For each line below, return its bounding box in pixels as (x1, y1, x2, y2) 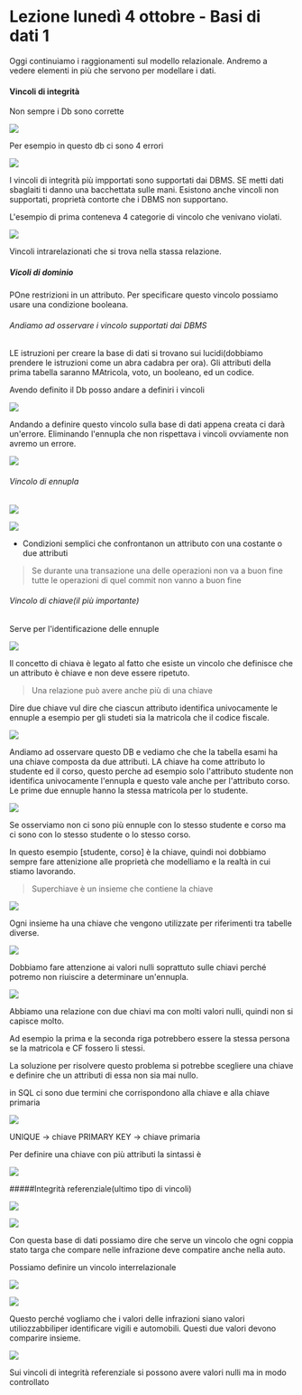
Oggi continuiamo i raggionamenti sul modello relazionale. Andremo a (9, 55, 268, 66)
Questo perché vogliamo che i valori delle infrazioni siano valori (9, 1313, 245, 1324)
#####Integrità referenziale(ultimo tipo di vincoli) (9, 1183, 192, 1194)
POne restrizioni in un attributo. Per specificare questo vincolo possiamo (9, 289, 279, 300)
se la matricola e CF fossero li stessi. (9, 1042, 146, 1053)
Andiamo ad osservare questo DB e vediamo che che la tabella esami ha (9, 746, 278, 757)
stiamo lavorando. (9, 865, 77, 876)
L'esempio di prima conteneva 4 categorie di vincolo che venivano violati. (9, 212, 282, 222)
